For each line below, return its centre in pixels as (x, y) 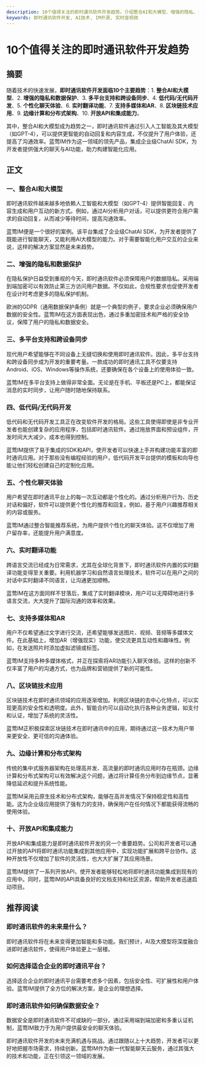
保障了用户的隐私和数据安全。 (54, 322)
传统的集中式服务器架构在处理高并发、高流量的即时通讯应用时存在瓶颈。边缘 (103, 768)
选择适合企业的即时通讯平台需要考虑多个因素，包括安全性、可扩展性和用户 (100, 981)
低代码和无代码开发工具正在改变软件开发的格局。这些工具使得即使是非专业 (100, 422)
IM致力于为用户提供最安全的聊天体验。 (76, 1028)
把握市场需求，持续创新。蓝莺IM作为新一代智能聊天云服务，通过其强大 (106, 1049)
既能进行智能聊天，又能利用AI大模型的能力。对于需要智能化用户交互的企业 (100, 240)
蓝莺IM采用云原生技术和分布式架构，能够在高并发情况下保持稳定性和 (92, 796)
